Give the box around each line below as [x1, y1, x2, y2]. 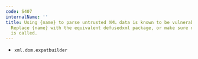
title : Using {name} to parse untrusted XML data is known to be [5, 19, 170, 25]
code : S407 [5, 8, 33, 15]
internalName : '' [5, 14, 48, 20]
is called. [11, 30, 38, 36]
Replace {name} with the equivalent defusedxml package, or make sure [11, 25, 189, 31]
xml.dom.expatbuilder [14, 47, 67, 53]
